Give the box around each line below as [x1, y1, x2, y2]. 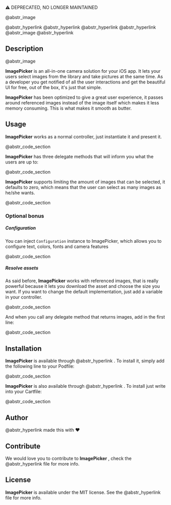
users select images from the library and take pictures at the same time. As [5, 73, 163, 79]
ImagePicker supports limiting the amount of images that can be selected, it [5, 179, 165, 185]
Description [5, 45, 43, 53]
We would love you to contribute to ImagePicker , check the [5, 455, 132, 461]
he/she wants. [5, 190, 35, 196]
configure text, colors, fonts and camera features [5, 243, 109, 249]
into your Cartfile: [5, 389, 42, 395]
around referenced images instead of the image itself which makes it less [5, 99, 159, 106]
